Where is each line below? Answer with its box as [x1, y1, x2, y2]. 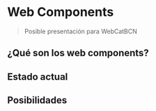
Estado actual [7, 71, 68, 83]
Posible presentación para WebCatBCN [24, 27, 138, 35]
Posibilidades [7, 94, 68, 106]
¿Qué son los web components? [7, 47, 150, 59]
